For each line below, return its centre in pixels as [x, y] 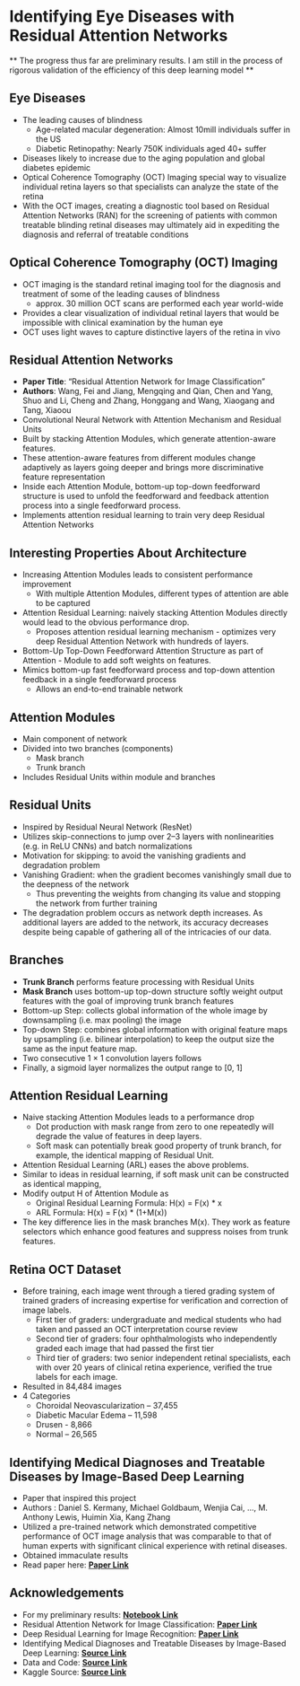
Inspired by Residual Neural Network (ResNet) [107, 827]
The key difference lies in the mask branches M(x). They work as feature [156, 1222]
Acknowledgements [67, 1593]
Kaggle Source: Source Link [74, 1672]
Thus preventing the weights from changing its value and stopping [158, 893]
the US [48, 139]
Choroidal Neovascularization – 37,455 [107, 1406]
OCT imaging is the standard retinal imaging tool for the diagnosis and [151, 284]
